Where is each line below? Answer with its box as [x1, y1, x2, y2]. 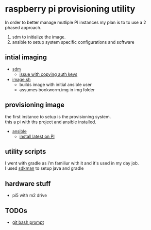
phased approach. [5, 24, 42, 30]
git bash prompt [12, 219, 44, 225]
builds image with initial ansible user [19, 82, 92, 87]
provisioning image [5, 101, 65, 109]
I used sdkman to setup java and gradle [5, 165, 84, 171]
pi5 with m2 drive [12, 193, 47, 198]
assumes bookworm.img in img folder [19, 86, 95, 93]
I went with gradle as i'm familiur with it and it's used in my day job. [5, 160, 139, 166]
